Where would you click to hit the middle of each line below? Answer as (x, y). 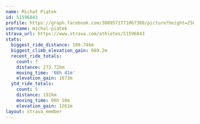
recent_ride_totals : (36, 56)
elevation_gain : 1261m (44, 106)
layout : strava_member (34, 111)
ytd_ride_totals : (33, 84)
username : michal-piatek (36, 28)
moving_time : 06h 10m (43, 100)
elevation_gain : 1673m (44, 78)
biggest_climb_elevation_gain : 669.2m (59, 51)
